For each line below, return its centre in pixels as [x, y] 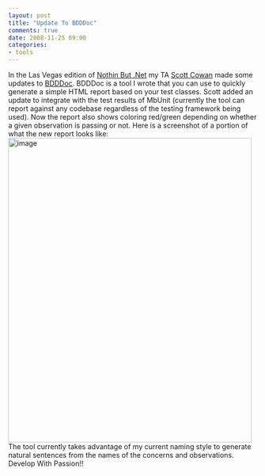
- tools [21, 52]
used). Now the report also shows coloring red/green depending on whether [132, 117]
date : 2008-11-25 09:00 [47, 38]
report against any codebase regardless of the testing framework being [125, 109]
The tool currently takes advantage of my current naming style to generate [130, 447]
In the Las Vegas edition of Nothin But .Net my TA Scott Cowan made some [131, 75]
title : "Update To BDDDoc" [53, 23]
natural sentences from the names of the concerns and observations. [121, 455]
